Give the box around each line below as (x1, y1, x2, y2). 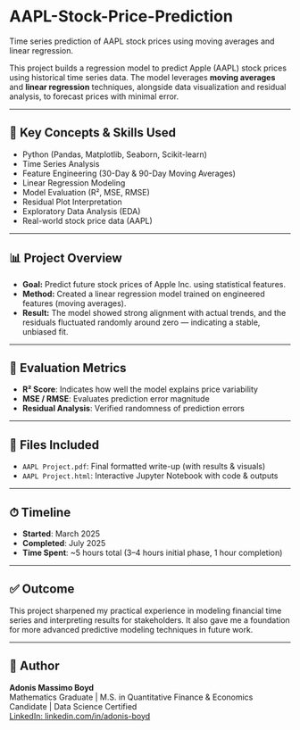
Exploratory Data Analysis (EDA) (21, 205, 141, 216)
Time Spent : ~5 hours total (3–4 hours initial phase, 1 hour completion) (21, 547, 283, 558)
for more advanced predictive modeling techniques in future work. (9, 624, 254, 635)
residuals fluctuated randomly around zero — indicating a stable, (21, 317, 261, 328)
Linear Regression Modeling (21, 177, 126, 188)
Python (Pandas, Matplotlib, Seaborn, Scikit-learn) (21, 149, 208, 160)
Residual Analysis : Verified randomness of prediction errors (21, 403, 246, 414)
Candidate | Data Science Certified (9, 701, 137, 711)
